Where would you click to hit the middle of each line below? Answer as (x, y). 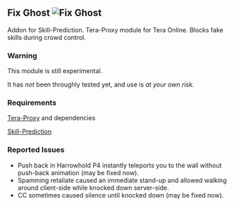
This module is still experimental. (55, 71)
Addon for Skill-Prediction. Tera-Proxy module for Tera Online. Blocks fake (115, 30)
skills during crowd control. (47, 37)
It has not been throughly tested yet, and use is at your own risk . (101, 84)
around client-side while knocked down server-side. (93, 188)
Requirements (32, 103)
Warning (22, 56)
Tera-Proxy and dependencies (51, 118)
